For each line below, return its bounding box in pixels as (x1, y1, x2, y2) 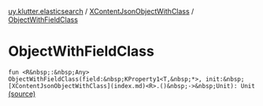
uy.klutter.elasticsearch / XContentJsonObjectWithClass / (8, 7, 194, 16)
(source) (8, 89, 36, 98)
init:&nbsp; (205, 75, 245, 83)
